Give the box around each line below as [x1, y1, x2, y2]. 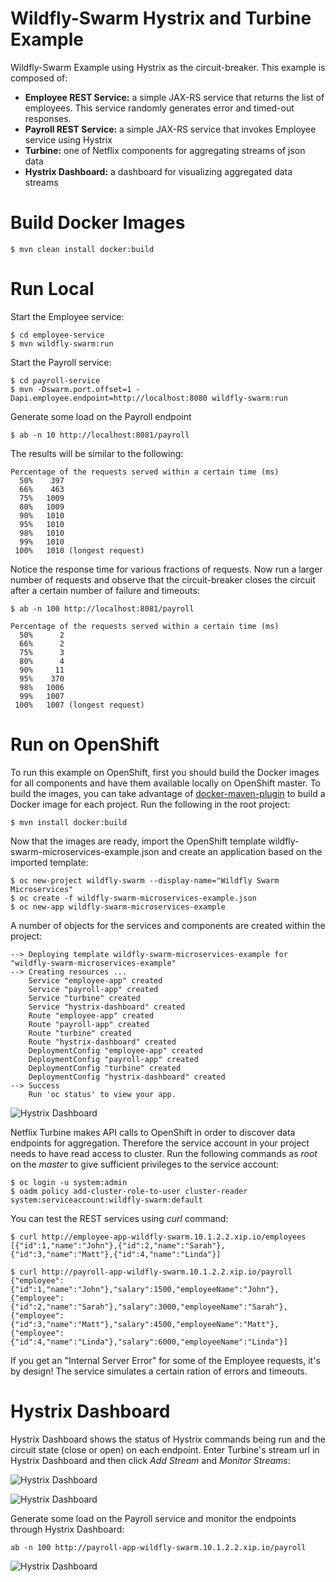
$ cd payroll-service [10, 375, 101, 386]
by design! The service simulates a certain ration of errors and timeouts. [10, 1365, 308, 1377]
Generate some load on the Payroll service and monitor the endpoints [10, 1512, 297, 1524]
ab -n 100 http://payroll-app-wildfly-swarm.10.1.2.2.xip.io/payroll [10, 1542, 307, 1552]
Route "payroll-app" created [28, 1019, 150, 1029]
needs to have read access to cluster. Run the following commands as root [10, 1147, 318, 1159]
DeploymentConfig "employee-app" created [28, 1045, 203, 1056]
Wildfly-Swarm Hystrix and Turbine [10, 7, 312, 30]
